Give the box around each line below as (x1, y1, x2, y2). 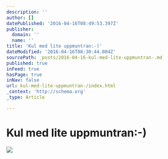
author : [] (6, 15, 34, 21)
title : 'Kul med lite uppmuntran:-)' (6, 43, 103, 50)
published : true (6, 60, 48, 66)
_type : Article (6, 94, 45, 100)
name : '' (12, 37, 34, 43)
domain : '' (12, 32, 40, 38)
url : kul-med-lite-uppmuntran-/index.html (6, 83, 116, 89)
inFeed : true (6, 65, 40, 72)
